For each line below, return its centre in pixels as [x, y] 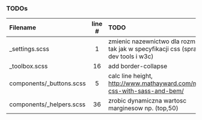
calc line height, [130, 76]
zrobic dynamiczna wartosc [147, 101]
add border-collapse [138, 66]
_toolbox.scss [29, 66]
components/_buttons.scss [47, 83]
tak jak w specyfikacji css [144, 49]
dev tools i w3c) [131, 56]
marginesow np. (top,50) [143, 108]
